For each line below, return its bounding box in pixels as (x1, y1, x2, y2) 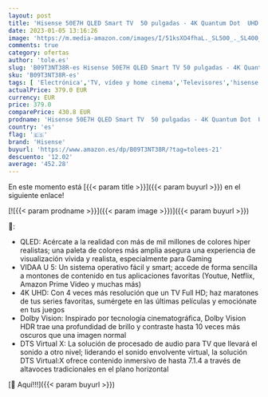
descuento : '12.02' (8, 153, 73, 161)
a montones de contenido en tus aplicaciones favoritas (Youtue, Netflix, (19, 271, 255, 280)
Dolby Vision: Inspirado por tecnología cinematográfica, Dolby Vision (19, 313, 246, 324)
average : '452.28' (8, 161, 69, 169)
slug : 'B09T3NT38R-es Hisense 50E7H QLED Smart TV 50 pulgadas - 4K (8, 64, 241, 72)
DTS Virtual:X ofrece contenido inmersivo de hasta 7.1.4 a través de (19, 356, 241, 366)
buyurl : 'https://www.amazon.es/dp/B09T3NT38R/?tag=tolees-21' (8, 145, 223, 153)
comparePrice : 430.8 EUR (8, 109, 91, 117)
